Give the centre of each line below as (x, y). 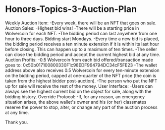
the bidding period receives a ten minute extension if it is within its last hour (82, 44)
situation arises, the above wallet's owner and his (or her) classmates (76, 102)
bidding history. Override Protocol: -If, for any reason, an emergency (75, 97)
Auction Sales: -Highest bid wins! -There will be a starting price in (72, 28)
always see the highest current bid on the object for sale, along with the (78, 91)
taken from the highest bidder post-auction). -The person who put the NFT (81, 81)
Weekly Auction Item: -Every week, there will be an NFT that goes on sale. (81, 23)
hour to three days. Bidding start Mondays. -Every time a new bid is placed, (82, 39)
